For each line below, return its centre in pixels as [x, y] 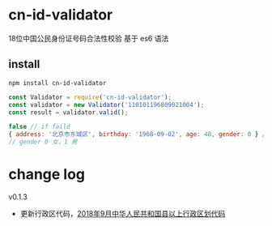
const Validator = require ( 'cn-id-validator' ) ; [90, 97]
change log [47, 175]
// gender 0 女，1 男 [43, 142]
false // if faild [39, 127]
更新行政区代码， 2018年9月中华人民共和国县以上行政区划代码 [123, 213]
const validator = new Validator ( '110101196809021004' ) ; [106, 104]
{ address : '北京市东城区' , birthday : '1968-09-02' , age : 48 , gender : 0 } [134, 134]
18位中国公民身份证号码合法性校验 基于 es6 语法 [89, 38]
